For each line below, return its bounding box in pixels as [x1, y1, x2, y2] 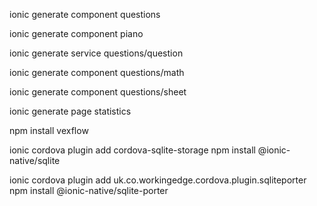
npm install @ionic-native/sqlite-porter [9, 185, 169, 196]
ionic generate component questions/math [9, 67, 185, 78]
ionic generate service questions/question [9, 47, 184, 59]
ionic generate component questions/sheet [9, 86, 187, 98]
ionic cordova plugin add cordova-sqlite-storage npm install [9, 144, 256, 156]
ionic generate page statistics [9, 105, 132, 117]
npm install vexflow [9, 125, 89, 136]
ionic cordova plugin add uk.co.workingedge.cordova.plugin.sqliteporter [9, 174, 307, 186]
